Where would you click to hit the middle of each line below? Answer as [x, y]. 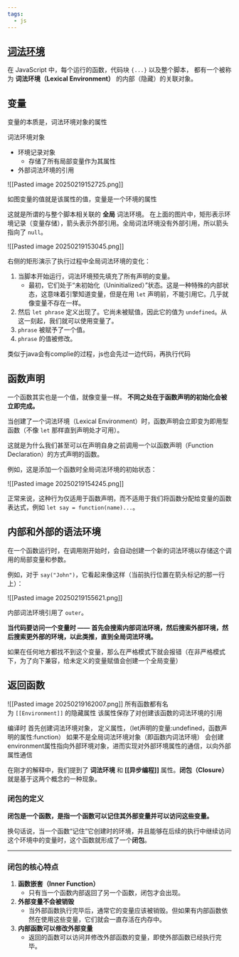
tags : [15, 14]
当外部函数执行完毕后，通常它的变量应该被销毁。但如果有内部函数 [125, 911]
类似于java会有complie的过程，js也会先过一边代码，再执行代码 [99, 354]
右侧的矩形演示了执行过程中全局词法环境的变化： [79, 261]
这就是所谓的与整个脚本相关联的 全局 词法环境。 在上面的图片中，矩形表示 [116, 214]
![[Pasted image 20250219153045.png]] [66, 246]
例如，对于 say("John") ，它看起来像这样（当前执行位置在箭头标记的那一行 [116, 574]
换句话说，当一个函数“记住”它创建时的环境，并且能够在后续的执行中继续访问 [119, 831]
